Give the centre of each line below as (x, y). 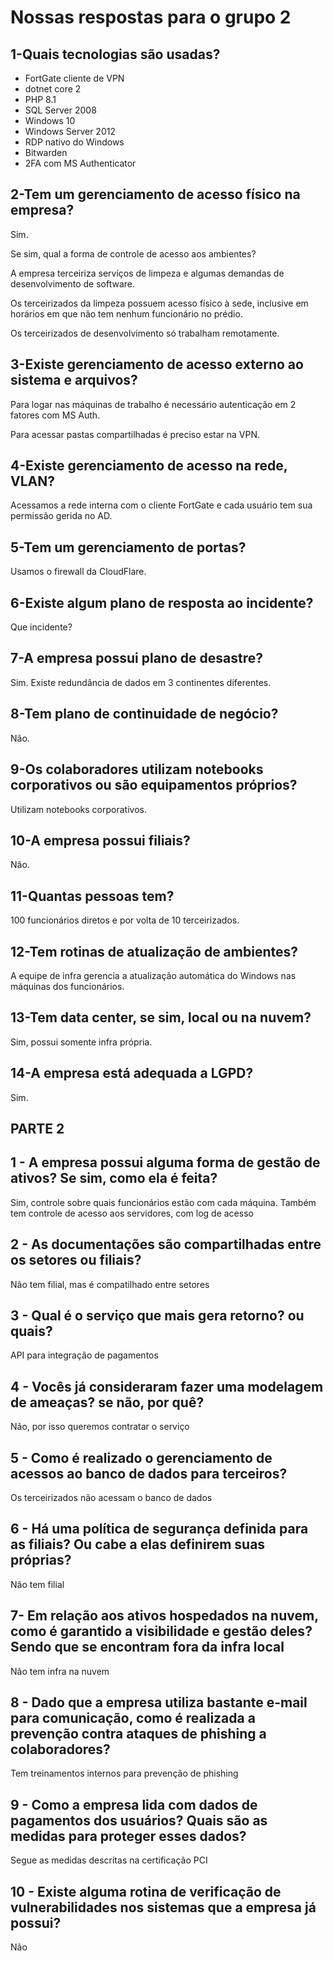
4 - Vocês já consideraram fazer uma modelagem (167, 1386)
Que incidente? (41, 627)
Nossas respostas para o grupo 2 (151, 17)
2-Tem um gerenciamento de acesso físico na (155, 194)
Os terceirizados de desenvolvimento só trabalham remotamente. (145, 333)
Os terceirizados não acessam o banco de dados (111, 1498)
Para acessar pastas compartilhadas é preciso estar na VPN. (135, 434)
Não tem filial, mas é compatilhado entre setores (110, 1284)
